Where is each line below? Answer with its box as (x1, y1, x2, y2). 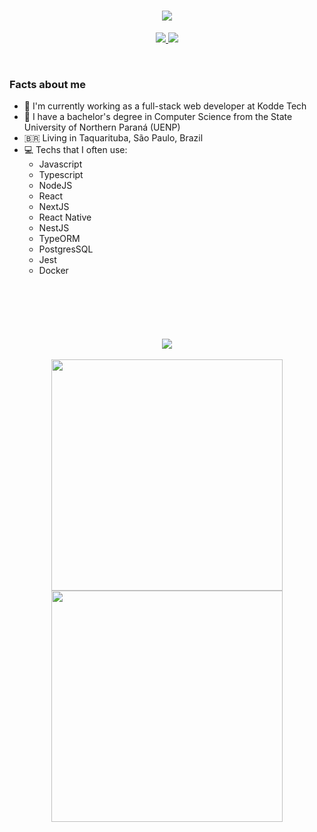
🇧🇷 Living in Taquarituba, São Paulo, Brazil (23, 132, 204, 144)
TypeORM (38, 233, 81, 245)
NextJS (38, 201, 70, 213)
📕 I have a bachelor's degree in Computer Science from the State (23, 111, 293, 123)
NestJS (38, 222, 70, 234)
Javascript (38, 158, 83, 170)
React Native (38, 211, 92, 224)
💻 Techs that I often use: (23, 144, 128, 156)
